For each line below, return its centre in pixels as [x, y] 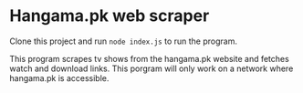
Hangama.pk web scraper [110, 16]
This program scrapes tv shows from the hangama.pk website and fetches [149, 58]
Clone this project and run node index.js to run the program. [123, 41]
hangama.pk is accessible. [59, 77]
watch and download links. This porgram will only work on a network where [151, 68]
